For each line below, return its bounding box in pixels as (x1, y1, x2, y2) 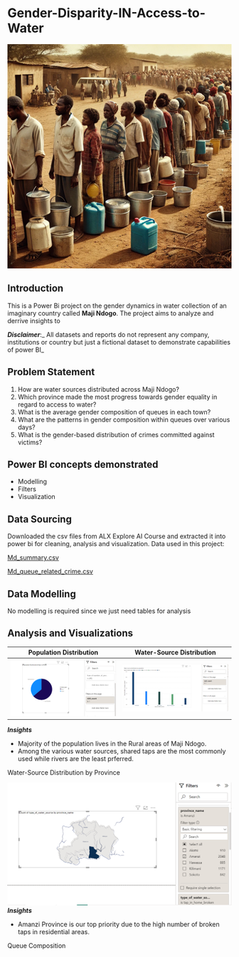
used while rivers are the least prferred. (17, 754, 134, 763)
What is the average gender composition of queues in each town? (17, 407, 211, 416)
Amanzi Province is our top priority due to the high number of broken (17, 920, 221, 929)
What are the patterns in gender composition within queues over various (17, 415, 230, 424)
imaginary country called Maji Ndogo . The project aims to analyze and (7, 308, 214, 318)
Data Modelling (7, 587, 76, 600)
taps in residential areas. (17, 927, 90, 936)
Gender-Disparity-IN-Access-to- (7, 5, 206, 21)
